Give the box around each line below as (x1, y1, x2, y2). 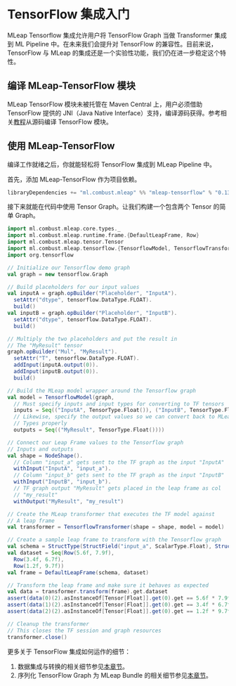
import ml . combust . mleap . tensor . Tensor (7, 238, 124, 246)
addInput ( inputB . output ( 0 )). (13, 368, 99, 375)
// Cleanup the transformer (7, 620, 90, 628)
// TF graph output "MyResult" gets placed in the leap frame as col (13, 485, 221, 492)
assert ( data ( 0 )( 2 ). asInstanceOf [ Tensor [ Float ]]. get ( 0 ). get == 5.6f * (7, 595, 216, 602)
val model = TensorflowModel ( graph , (7, 394, 114, 401)
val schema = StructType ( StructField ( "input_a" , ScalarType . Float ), (7, 543, 212, 550)
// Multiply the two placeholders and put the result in (7, 335, 178, 342)
